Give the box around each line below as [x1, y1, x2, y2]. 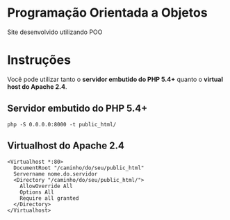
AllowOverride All [19, 183, 73, 189]
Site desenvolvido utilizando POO [7, 28, 103, 36]
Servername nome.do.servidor [13, 170, 98, 178]
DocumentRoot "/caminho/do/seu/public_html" [13, 164, 145, 171]
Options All [19, 189, 54, 196]
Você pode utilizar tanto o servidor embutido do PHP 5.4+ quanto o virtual [7, 75, 224, 83]
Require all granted [19, 194, 79, 202]
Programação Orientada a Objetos [7, 5, 208, 21]
